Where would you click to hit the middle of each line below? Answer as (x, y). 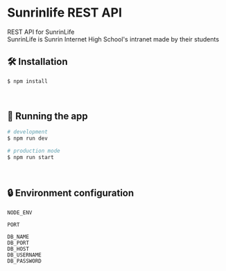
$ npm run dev (28, 139)
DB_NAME (18, 236)
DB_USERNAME (24, 255)
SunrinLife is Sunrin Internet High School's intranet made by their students (113, 39)
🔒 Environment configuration (71, 193)
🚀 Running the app (47, 116)
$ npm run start (31, 158)
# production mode (34, 151)
